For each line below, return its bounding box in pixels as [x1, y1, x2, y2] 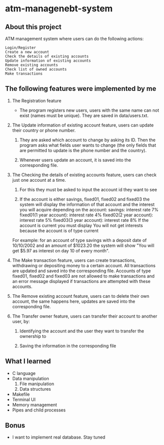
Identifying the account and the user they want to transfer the [19, 328, 144, 334]
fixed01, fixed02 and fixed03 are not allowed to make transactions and [12, 273, 155, 279]
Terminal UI [12, 396, 36, 403]
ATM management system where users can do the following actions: [5, 36, 144, 41]
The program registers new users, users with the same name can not [19, 107, 160, 113]
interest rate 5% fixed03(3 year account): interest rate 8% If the [19, 217, 149, 223]
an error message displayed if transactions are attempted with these [12, 278, 151, 284]
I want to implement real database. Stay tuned [12, 434, 106, 440]
